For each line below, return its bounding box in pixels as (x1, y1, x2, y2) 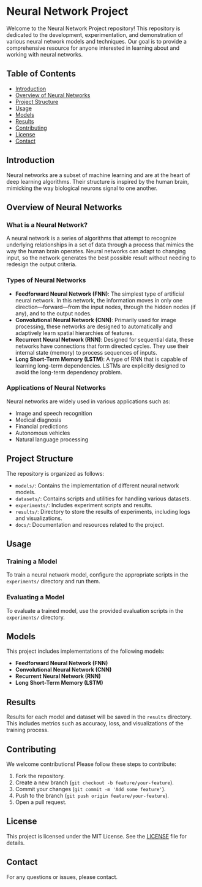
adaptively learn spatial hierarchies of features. (15, 329, 135, 336)
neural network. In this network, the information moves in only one (15, 296, 183, 304)
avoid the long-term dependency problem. (15, 368, 122, 376)
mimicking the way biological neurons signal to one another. (6, 184, 158, 192)
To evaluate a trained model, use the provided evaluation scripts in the (6, 607, 184, 614)
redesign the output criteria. (6, 261, 77, 268)
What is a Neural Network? (6, 220, 88, 229)
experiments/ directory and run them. (6, 578, 100, 585)
